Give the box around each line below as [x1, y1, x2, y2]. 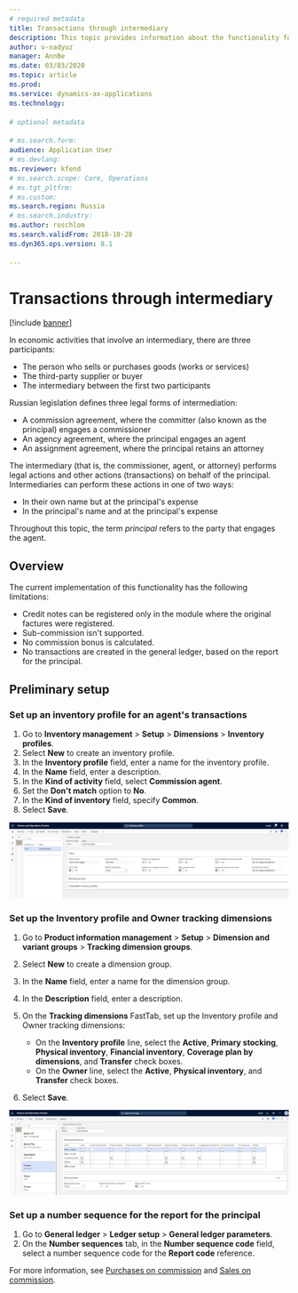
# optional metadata [9, 117, 86, 126]
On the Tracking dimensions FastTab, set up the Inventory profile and [21, 1010, 278, 1022]
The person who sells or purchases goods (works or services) [21, 361, 250, 373]
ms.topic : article [9, 71, 77, 80]
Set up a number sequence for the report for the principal [9, 1209, 261, 1222]
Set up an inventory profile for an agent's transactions [9, 708, 247, 720]
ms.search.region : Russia [9, 202, 105, 211]
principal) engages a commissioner [21, 424, 152, 435]
